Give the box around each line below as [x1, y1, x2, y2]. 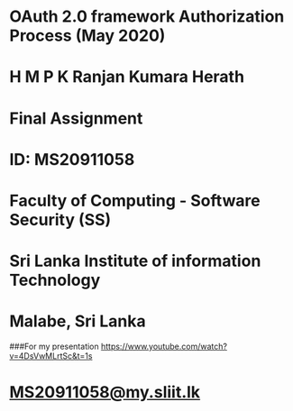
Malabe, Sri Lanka [9, 311, 146, 332]
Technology [9, 270, 101, 290]
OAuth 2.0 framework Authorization [9, 6, 285, 27]
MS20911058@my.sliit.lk [9, 382, 201, 403]
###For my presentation [9, 341, 99, 352]
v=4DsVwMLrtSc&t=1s [9, 351, 93, 361]
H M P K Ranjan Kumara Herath [9, 67, 245, 87]
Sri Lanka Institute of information [9, 251, 261, 271]
